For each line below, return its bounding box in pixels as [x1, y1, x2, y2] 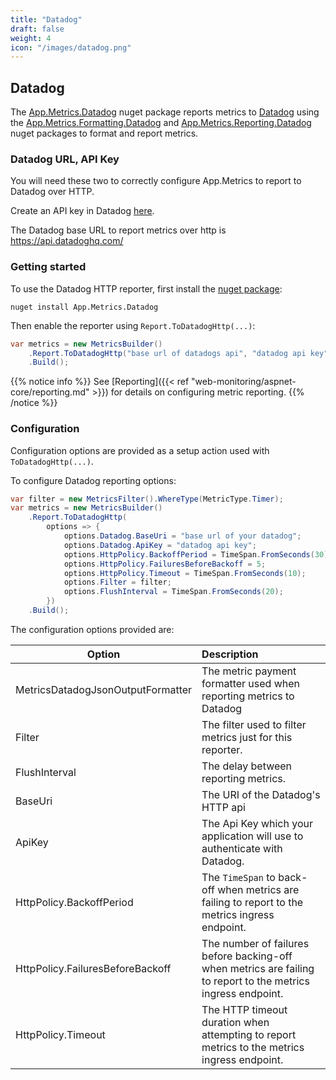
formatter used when [201, 676, 301, 690]
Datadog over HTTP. [10, 186, 95, 198]
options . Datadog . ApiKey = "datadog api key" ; [63, 540, 257, 550]
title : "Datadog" [10, 14, 83, 25]
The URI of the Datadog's [201, 787, 321, 801]
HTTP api [201, 800, 246, 814]
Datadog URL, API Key [10, 152, 120, 166]
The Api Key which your [201, 816, 314, 830]
